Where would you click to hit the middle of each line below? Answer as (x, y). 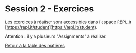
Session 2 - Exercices (50, 9)
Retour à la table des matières (35, 45)
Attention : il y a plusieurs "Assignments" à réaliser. (56, 36)
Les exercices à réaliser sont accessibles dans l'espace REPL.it (68, 22)
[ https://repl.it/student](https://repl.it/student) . (51, 27)
